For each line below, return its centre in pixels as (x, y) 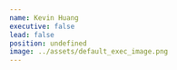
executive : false (42, 26)
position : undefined (49, 43)
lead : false (32, 35)
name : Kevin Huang (44, 18)
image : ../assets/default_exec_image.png (89, 52)
